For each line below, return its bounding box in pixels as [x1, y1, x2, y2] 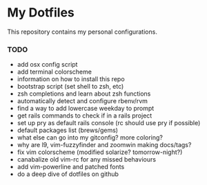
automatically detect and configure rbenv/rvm [17, 97, 148, 105]
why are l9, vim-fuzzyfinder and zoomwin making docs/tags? [17, 141, 192, 149]
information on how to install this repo [17, 75, 126, 83]
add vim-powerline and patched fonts [17, 163, 125, 171]
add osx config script [17, 61, 78, 69]
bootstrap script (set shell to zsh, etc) [17, 83, 124, 91]
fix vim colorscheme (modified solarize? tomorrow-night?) [17, 148, 183, 156]
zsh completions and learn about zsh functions [17, 89, 151, 98]
